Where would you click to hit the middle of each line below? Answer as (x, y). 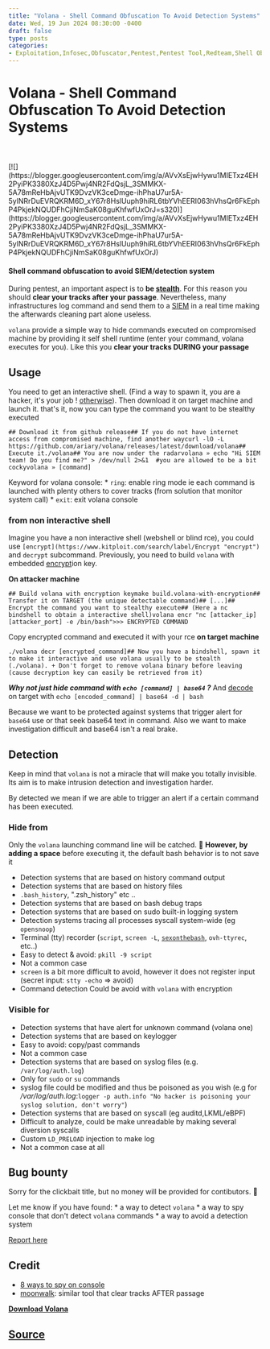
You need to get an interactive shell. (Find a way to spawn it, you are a (125, 391)
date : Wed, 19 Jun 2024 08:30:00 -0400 (75, 23)
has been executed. (41, 807)
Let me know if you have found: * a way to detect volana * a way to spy (126, 1207)
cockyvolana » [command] (50, 467)
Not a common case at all (62, 1147)
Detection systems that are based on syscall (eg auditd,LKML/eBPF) (133, 1113)
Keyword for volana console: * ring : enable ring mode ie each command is (132, 482)
